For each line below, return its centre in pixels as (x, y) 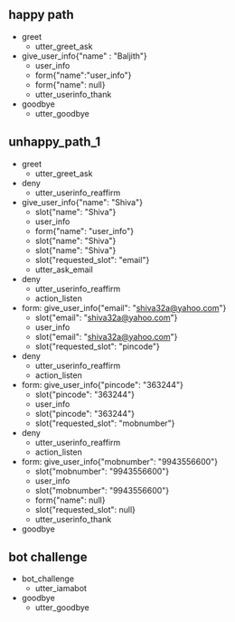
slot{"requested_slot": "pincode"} (97, 346)
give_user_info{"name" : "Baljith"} (85, 56)
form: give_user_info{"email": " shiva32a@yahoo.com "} (124, 307)
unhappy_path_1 (55, 142)
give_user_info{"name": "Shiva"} (82, 202)
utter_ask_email (64, 269)
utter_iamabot (61, 589)
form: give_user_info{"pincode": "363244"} (103, 384)
